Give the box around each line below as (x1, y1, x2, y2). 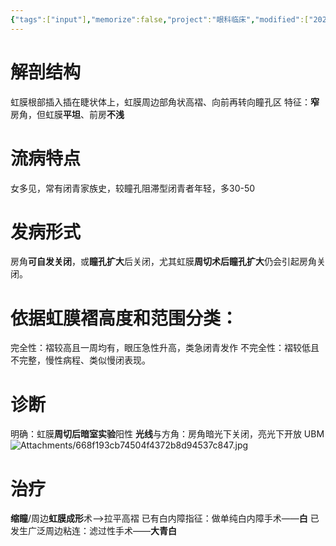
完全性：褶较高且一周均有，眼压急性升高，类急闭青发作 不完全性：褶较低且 (10, 342, 320, 354)
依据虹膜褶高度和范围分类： (10, 307, 239, 330)
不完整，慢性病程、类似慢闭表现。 (10, 354, 151, 366)
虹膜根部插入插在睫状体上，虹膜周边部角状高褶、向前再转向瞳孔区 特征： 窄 (10, 96, 320, 108)
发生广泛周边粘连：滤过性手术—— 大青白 (10, 525, 177, 537)
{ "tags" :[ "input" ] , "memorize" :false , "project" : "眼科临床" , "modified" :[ (10, 14, 310, 25)
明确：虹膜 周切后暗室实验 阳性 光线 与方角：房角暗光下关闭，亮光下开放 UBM (10, 428, 325, 440)
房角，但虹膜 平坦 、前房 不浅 (10, 108, 125, 120)
